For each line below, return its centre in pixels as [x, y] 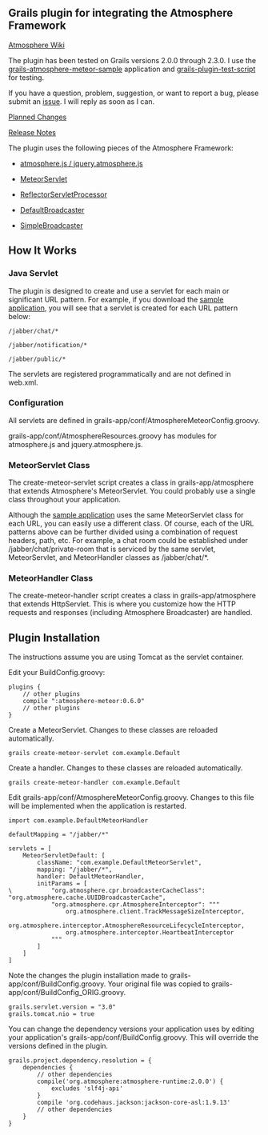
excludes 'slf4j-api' [87, 1089]
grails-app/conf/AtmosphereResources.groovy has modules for [113, 436]
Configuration [36, 403]
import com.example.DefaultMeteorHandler [78, 821]
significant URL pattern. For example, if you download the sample [116, 299]
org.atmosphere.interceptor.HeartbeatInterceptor [150, 933]
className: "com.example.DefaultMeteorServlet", [120, 863]
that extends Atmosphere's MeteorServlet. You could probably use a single [132, 491]
